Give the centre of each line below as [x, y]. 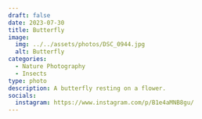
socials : [22, 96]
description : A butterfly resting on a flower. [87, 88]
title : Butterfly [36, 30]
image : [19, 37]
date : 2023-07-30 [36, 23]
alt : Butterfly [40, 52]
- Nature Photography [50, 67]
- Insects [31, 74]
